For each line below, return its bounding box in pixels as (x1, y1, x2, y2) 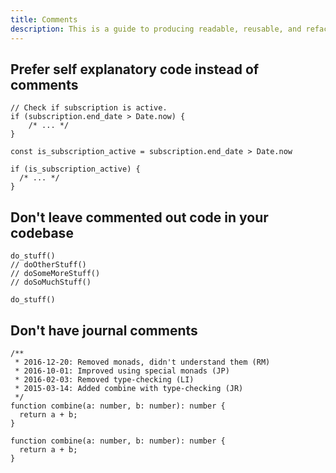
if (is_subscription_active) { (10, 164, 141, 175)
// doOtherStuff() (10, 260, 87, 270)
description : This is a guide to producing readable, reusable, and (10, 24, 302, 34)
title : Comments (10, 14, 78, 25)
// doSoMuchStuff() (10, 277, 92, 288)
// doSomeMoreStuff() (10, 269, 101, 279)
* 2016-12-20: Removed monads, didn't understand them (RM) (14, 357, 271, 367)
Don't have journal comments (10, 322, 198, 339)
